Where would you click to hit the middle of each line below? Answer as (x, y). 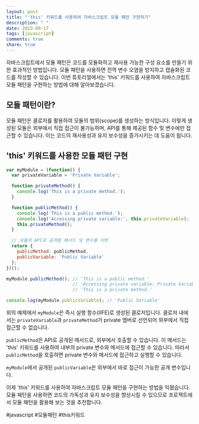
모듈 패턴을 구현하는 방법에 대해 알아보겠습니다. (61, 84)
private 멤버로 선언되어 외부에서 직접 (146, 320)
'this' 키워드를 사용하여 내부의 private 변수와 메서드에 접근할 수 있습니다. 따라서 (98, 347)
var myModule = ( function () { (44, 170)
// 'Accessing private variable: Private (124, 284)
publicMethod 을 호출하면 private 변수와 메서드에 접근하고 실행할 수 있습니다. (94, 355)
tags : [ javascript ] (30, 34)
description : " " (28, 23)
